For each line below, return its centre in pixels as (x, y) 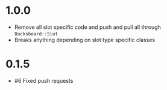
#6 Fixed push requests (44, 80)
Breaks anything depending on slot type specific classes (84, 40)
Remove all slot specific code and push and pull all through (87, 27)
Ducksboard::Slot (36, 34)
